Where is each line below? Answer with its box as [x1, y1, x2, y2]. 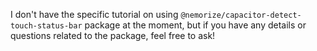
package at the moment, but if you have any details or [84, 19, 307, 31]
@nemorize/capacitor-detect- [180, 10, 302, 20]
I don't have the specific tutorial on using [10, 9, 179, 20]
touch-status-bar [10, 21, 83, 31]
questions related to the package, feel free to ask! [10, 30, 216, 41]
